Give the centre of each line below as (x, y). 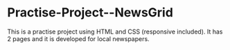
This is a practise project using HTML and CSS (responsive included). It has (115, 32)
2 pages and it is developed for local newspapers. (79, 38)
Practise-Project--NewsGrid (90, 13)
